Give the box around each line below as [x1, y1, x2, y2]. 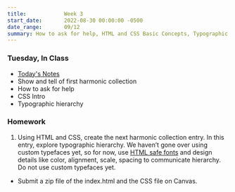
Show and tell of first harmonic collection [17, 77, 137, 85]
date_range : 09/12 [7, 23, 80, 30]
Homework [7, 117, 46, 127]
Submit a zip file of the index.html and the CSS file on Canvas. [17, 176, 198, 185]
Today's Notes [17, 69, 60, 78]
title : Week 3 [7, 10, 83, 18]
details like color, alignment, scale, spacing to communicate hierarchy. [17, 155, 222, 164]
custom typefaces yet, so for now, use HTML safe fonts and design [17, 148, 212, 156]
